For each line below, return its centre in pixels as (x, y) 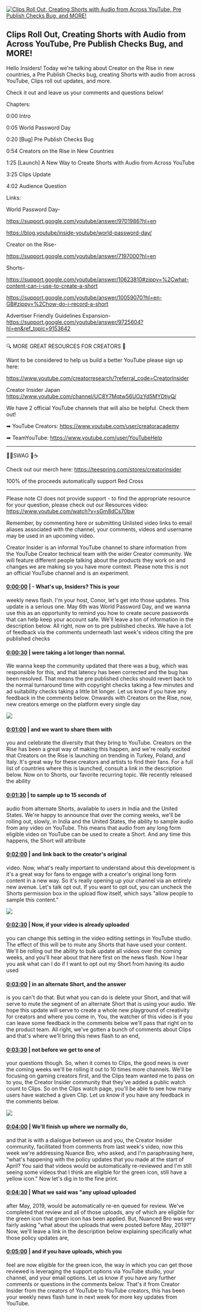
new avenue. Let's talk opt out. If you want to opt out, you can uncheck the (99, 887)
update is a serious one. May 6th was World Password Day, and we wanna (98, 607)
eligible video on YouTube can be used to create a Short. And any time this (99, 834)
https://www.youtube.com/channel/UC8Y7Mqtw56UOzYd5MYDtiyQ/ (91, 396)
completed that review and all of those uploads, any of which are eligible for (100, 1212)
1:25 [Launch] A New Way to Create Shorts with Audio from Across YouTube (100, 162)
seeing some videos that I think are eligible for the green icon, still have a (96, 1172)
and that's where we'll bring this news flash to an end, (73, 1036)
